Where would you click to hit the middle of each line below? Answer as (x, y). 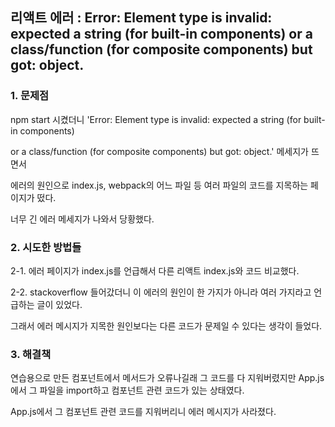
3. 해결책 (31, 354)
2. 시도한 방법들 (46, 247)
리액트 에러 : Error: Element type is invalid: (141, 18)
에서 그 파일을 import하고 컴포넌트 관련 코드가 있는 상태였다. (127, 390)
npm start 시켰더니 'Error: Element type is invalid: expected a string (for (156, 119)
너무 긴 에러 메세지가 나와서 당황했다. (82, 219)
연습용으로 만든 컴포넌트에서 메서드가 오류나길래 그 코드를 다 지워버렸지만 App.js (167, 378)
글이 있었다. (59, 304)
